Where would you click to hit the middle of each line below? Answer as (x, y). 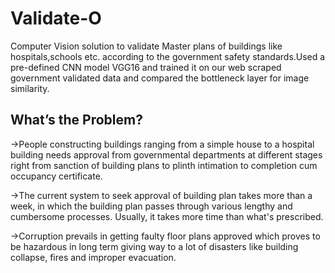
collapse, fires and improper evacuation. (93, 257)
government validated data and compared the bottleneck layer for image (160, 78)
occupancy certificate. (56, 176)
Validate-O (56, 18)
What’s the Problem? (76, 120)
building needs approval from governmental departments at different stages (166, 154)
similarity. (30, 88)
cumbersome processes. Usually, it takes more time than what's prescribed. (167, 216)
